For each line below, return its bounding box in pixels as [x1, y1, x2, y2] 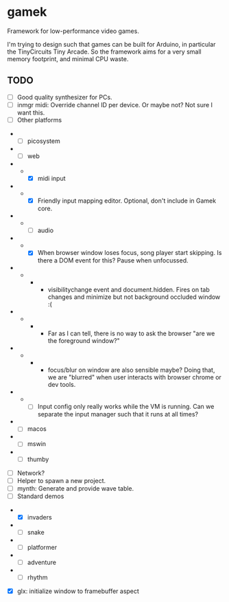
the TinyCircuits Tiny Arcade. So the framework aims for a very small [7, 47, 202, 56]
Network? [16, 469, 45, 477]
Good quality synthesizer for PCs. [16, 93, 112, 101]
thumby [27, 455, 49, 463]
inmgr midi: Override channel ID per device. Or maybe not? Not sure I [16, 100, 213, 109]
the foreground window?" [47, 337, 120, 345]
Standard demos [16, 492, 64, 500]
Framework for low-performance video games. [7, 27, 139, 35]
